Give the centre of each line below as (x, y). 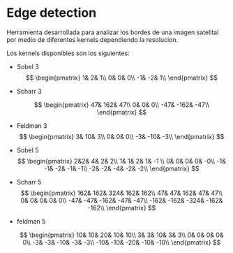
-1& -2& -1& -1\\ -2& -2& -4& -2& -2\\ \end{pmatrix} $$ (122, 168)
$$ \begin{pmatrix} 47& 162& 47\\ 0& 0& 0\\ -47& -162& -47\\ (122, 104)
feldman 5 (31, 221)
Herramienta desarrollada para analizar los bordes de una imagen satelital (113, 32)
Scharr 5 (29, 182)
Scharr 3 (29, 91)
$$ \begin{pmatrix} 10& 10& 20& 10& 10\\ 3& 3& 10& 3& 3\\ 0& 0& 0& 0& (122, 235)
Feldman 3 (32, 125)
